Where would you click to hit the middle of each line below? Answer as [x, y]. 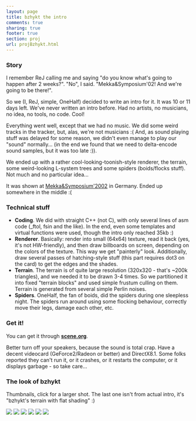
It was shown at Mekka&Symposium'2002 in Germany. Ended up [85, 186]
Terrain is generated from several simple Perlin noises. [80, 289]
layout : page [22, 11]
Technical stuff [28, 208]
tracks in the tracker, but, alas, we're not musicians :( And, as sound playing [97, 132]
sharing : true [23, 28]
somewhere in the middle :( [39, 193]
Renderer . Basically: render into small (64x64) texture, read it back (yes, [102, 239]
